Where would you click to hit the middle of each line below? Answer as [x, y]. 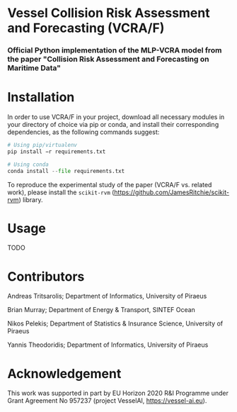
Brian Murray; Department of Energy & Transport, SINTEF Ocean [102, 310]
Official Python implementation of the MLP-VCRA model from [115, 50]
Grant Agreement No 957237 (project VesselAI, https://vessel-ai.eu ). [107, 401]
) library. [31, 199]
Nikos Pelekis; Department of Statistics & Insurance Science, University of [115, 323]
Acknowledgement [64, 373]
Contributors [46, 276]
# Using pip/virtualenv [42, 145]
